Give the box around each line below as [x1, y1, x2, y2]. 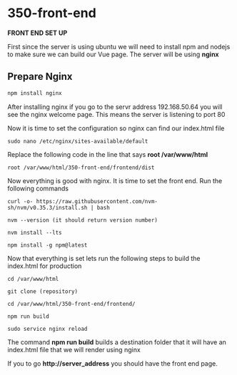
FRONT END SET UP [7, 29, 68, 37]
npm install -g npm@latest [7, 241, 88, 249]
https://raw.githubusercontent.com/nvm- [36, 197, 158, 205]
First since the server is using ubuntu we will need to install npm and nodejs [7, 42, 231, 51]
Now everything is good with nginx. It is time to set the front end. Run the [7, 176, 223, 185]
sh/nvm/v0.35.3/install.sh [7, 204, 88, 211]
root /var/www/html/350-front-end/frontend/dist [7, 164, 155, 171]
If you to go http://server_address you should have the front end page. [7, 359, 218, 368]
